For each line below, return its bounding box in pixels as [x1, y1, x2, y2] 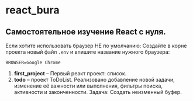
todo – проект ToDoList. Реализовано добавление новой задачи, [13, 76, 175, 83]
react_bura [5, 4, 60, 17]
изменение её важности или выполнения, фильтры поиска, [13, 82, 163, 89]
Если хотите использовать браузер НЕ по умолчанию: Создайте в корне [5, 42, 187, 49]
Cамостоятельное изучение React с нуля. [5, 27, 166, 37]
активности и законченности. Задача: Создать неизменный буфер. [13, 89, 182, 95]
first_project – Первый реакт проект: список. [13, 70, 127, 76]
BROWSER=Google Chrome [5, 60, 61, 65]
